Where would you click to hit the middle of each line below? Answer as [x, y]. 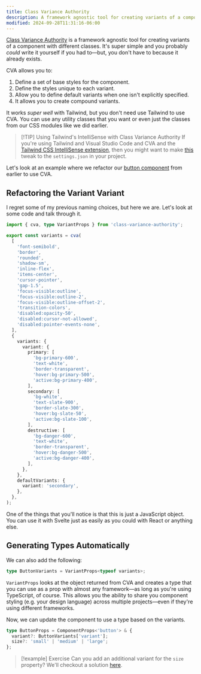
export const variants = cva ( [44, 236]
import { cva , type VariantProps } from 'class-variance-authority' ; [95, 225]
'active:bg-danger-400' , [64, 459]
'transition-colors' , [44, 308]
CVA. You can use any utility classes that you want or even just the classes [98, 119]
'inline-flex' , [36, 269]
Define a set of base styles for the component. [72, 82]
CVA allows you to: [29, 71]
